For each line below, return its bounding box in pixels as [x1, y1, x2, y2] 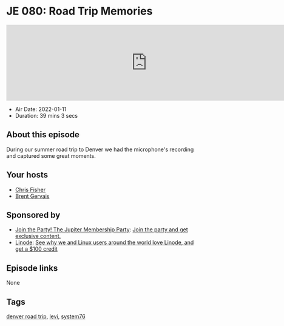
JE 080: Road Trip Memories [6, 4, 153, 18]
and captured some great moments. [6, 152, 96, 159]
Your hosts [6, 170, 49, 180]
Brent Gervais [15, 192, 50, 200]
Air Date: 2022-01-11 [15, 105, 67, 113]
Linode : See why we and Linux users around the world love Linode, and [15, 239, 194, 246]
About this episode [6, 129, 80, 140]
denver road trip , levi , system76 [6, 313, 86, 320]
